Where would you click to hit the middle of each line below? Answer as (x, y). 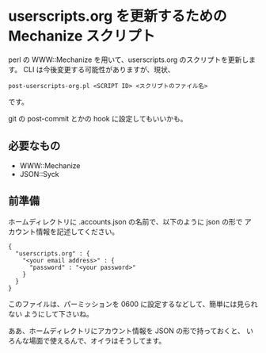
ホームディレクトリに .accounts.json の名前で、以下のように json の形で (125, 221)
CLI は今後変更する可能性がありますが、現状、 (99, 69)
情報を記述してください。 (77, 232)
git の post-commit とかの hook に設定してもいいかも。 (98, 118)
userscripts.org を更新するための (118, 16)
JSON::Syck (39, 174)
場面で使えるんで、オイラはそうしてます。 (97, 340)
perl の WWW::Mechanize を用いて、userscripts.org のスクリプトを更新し (129, 59)
